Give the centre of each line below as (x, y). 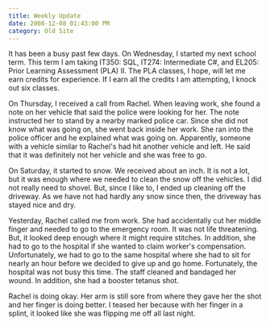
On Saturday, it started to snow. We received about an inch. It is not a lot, (129, 171)
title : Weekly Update (45, 16)
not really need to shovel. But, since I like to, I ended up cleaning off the (127, 188)
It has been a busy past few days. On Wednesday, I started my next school (132, 54)
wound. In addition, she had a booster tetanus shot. (94, 281)
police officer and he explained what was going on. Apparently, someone (130, 138)
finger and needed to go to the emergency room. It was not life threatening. (134, 229)
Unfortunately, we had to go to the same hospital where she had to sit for (130, 255)
